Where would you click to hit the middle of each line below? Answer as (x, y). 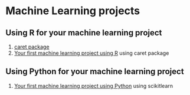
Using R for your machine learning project (84, 33)
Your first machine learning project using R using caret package (91, 53)
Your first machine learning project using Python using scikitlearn (94, 86)
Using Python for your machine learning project (95, 72)
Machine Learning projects (73, 11)
